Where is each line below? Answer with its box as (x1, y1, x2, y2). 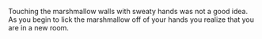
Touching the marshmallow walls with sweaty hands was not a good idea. (8, 7, 249, 16)
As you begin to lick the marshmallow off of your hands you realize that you (8, 15, 255, 24)
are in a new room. (8, 23, 70, 32)
